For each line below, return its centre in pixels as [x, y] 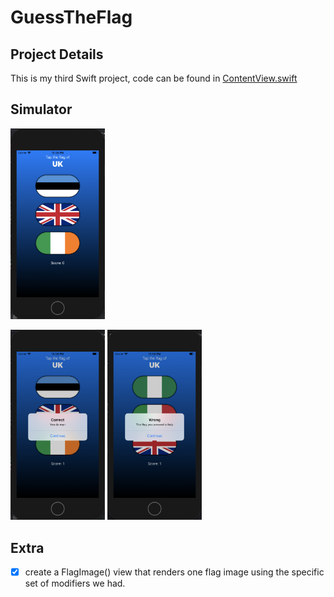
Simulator [41, 109]
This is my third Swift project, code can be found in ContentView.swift [154, 78]
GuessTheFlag [71, 17]
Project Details [57, 54]
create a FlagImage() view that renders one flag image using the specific [174, 572]
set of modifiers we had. [75, 583]
